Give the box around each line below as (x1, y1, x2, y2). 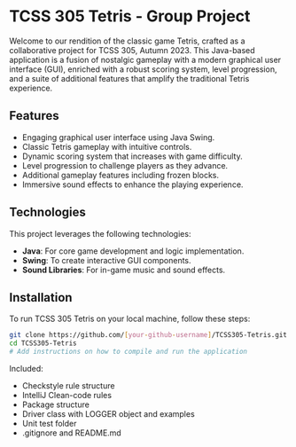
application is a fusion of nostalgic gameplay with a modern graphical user (9, 54, 282, 65)
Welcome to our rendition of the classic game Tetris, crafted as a (9, 35, 245, 46)
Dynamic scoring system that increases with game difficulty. (21, 151, 243, 161)
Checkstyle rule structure (21, 380, 115, 391)
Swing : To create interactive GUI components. (21, 255, 192, 265)
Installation (9, 290, 73, 305)
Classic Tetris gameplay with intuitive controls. (21, 141, 192, 152)
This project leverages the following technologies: (9, 228, 191, 239)
